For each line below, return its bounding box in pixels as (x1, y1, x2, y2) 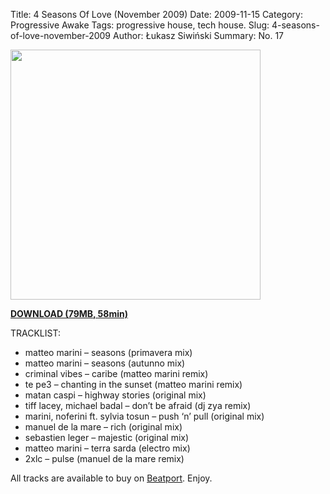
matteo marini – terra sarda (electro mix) (24, 442, 191, 454)
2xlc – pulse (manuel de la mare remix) (24, 453, 185, 464)
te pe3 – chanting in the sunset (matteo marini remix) (24, 379, 243, 390)
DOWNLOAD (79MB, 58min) (10, 308, 128, 319)
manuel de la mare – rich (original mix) (24, 421, 183, 433)
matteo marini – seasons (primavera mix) (24, 347, 193, 358)
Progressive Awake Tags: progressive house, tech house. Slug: (10, 19, 270, 31)
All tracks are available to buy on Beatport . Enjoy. (10, 472, 213, 484)
